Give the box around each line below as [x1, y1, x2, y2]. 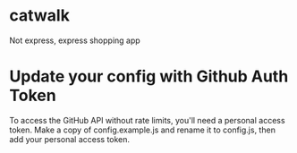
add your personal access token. [9, 133, 131, 144]
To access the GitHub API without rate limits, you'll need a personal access [9, 115, 285, 125]
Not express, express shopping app [9, 35, 140, 46]
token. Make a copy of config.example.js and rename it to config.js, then [9, 124, 276, 135]
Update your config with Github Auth [9, 66, 289, 87]
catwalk [9, 5, 70, 26]
